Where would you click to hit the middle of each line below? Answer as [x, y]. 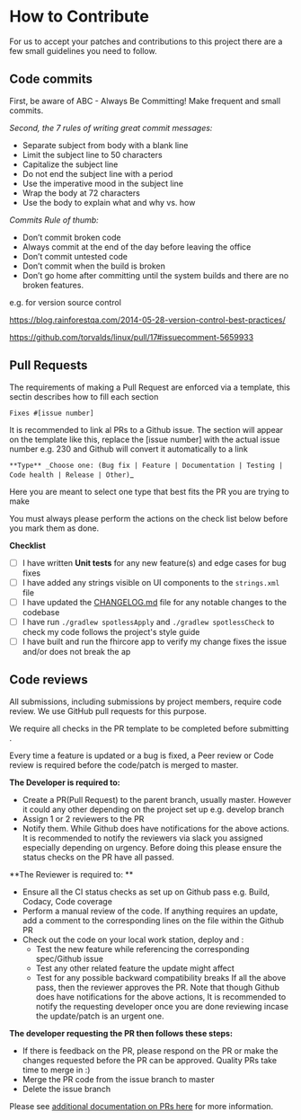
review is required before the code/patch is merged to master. [124, 764]
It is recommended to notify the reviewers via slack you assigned [142, 838]
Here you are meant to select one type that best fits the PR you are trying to [149, 491]
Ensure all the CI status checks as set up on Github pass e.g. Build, [146, 892]
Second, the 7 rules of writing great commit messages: [111, 128]
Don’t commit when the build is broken [94, 266]
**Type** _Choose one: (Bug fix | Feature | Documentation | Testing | [146, 465]
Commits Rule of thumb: [54, 220]
